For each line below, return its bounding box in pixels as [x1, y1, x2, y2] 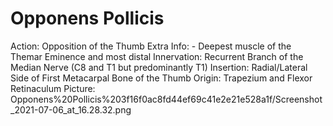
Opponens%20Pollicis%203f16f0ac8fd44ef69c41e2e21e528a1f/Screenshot [10, 93, 323, 105]
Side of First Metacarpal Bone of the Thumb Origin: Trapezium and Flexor [10, 72, 313, 84]
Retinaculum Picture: [10, 82, 96, 94]
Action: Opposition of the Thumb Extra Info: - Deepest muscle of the [10, 40, 292, 52]
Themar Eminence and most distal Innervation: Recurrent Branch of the [10, 50, 304, 62]
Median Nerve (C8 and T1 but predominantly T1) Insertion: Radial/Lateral [10, 61, 308, 73]
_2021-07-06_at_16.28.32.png [10, 103, 132, 116]
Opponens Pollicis [10, 7, 165, 30]
